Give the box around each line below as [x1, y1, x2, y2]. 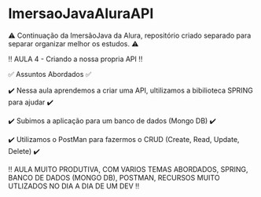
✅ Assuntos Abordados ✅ [8, 69, 92, 78]
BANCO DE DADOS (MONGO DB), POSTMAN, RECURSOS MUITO [8, 173, 220, 182]
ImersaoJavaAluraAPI [8, 5, 154, 23]
